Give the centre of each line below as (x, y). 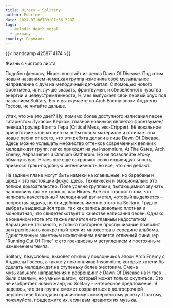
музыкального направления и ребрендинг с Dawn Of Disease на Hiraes (83, 273)
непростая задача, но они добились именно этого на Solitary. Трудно (81, 202)
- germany (20, 34)
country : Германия (25, 39)
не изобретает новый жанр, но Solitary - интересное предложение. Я (81, 283)
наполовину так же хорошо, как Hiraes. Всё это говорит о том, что (78, 191)
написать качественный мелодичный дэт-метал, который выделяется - (84, 197)
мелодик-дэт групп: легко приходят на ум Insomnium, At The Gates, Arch (85, 149)
